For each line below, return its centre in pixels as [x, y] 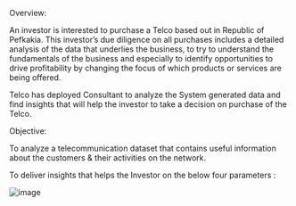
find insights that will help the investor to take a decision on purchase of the [148, 104]
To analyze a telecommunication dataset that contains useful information [143, 148]
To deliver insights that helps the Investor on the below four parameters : [143, 175]
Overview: [28, 13]
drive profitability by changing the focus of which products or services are [146, 68]
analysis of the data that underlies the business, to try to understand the [142, 49]
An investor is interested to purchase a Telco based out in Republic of [137, 30]
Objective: [28, 131]
